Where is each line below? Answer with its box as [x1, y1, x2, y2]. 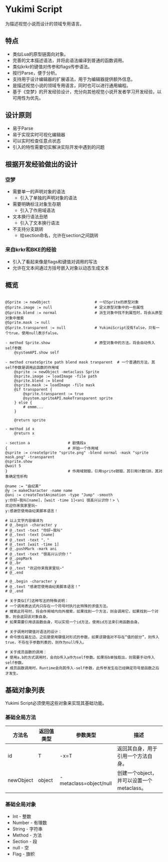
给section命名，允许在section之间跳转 [19, 232, 98, 238]
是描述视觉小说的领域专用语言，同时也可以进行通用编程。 [12, 82, 131, 88]
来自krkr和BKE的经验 [5, 246, 56, 253]
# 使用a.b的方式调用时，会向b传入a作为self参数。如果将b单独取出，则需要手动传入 [5, 655, 155, 660]
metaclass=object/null [59, 780, 112, 787]
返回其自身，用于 [117, 745, 157, 752]
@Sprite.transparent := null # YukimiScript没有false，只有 [5, 326, 156, 331]
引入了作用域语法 [19, 207, 55, 213]
